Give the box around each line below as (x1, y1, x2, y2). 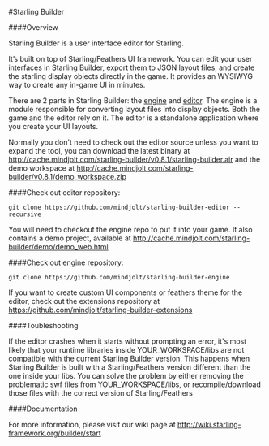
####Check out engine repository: (8, 258, 124, 267)
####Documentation (8, 404, 79, 414)
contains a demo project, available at (8, 233, 131, 243)
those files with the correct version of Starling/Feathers (8, 388, 193, 397)
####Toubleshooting (8, 321, 79, 330)
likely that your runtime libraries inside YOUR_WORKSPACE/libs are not (8, 345, 245, 354)
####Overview (8, 23, 59, 32)
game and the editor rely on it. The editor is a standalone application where (8, 113, 259, 123)
